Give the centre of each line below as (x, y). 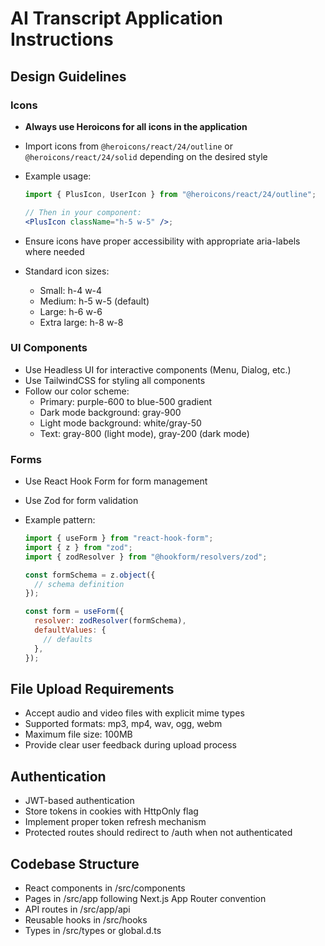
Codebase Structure (75, 863)
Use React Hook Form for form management (116, 481)
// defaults (68, 639)
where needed (54, 251)
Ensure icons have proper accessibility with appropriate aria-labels (162, 241)
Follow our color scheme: (77, 391)
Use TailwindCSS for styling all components (115, 380)
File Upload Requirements (92, 688)
